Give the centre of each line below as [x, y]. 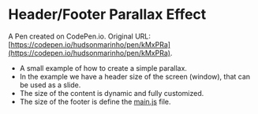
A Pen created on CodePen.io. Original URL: [80, 36]
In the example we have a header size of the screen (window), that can [135, 76]
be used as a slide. [50, 85]
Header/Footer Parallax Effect [107, 15]
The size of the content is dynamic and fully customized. [112, 93]
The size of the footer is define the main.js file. [95, 101]
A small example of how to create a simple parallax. [103, 68]
